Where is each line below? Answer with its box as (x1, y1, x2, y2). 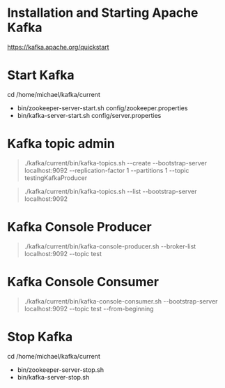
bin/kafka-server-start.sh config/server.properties (17, 111, 162, 119)
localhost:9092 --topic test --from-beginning (24, 304, 155, 313)
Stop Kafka (7, 329, 73, 345)
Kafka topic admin (7, 136, 115, 151)
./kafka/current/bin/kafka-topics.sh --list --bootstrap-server (24, 187, 197, 195)
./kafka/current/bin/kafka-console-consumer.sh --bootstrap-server (24, 297, 218, 305)
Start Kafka (7, 68, 75, 83)
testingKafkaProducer (24, 173, 88, 182)
